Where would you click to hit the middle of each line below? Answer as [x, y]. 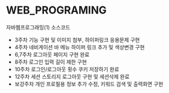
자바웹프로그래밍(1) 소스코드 [38, 27]
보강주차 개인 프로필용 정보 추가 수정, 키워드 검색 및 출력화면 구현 [89, 84]
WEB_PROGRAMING [56, 10]
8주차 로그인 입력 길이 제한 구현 [50, 62]
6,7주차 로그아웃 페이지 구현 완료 [52, 54]
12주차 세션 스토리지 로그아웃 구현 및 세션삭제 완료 [72, 77]
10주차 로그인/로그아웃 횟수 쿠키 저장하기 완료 [67, 69]
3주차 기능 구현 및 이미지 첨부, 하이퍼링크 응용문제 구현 [77, 39]
